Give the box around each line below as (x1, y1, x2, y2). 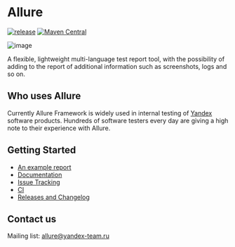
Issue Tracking (17, 177, 61, 186)
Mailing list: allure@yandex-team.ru (7, 232, 110, 240)
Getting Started (7, 144, 76, 156)
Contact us (7, 213, 57, 225)
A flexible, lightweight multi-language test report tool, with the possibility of (7, 54, 225, 63)
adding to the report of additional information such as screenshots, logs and (7, 62, 227, 70)
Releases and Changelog (17, 193, 90, 201)
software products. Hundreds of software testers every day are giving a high (7, 116, 229, 125)
